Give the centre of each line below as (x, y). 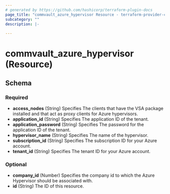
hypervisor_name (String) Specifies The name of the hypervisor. (80, 135)
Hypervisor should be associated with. (53, 181)
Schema (18, 83)
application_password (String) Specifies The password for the (78, 125)
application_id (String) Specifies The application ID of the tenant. (81, 119)
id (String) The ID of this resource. (48, 186)
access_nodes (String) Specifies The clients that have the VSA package (88, 108)
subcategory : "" (22, 19)
